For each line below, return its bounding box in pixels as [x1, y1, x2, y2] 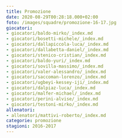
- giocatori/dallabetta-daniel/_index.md [6, 47, 109, 53]
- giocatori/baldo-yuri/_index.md [6, 58, 91, 63]
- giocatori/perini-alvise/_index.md [6, 96, 99, 102]
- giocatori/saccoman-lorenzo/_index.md [6, 74, 107, 80]
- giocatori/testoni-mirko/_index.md [6, 101, 99, 107]
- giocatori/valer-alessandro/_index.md [6, 69, 107, 75]
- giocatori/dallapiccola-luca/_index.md [6, 42, 109, 48]
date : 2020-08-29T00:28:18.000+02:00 [6, 14, 99, 20]
